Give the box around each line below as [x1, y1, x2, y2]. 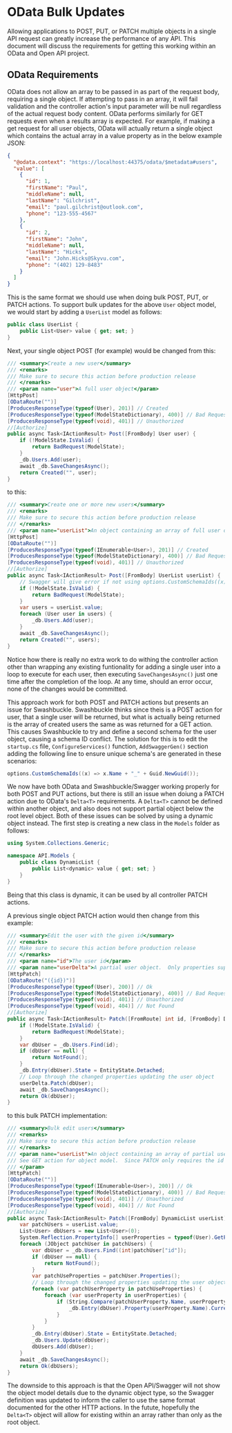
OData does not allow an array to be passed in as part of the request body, [7, 87, 220, 95]
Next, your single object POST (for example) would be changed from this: [7, 346, 216, 354]
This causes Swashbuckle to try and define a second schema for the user [7, 727, 217, 736]
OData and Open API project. [7, 49, 90, 57]
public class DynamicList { [19, 859, 100, 866]
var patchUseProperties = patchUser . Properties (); [32, 1273, 181, 1280]
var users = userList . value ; [19, 604, 104, 611]
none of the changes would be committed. [7, 685, 128, 693]
